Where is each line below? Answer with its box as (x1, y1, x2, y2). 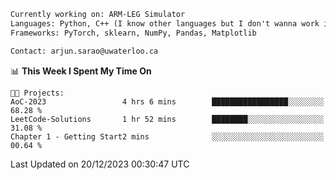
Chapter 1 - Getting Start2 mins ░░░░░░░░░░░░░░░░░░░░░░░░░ (10, 131, 325, 142)
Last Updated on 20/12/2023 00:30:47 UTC (10, 158, 190, 170)
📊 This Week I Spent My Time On (10, 65, 152, 77)
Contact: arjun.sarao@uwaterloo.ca (10, 46, 159, 56)
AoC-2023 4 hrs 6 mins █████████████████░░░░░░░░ (10, 96, 325, 107)
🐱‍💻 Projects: (10, 88, 65, 98)
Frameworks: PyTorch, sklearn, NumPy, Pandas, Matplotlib (10, 28, 257, 38)
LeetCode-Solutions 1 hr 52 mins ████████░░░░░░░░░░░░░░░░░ (10, 114, 325, 124)
